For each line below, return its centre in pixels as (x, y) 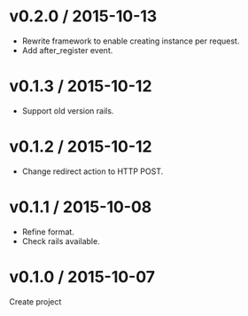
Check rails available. (61, 241)
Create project (35, 301)
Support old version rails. (68, 111)
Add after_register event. (67, 50)
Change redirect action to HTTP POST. (93, 171)
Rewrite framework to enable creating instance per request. (131, 41)
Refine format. (48, 232)
